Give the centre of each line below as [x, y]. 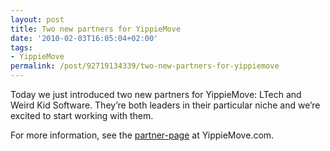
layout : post [37, 19]
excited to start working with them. [82, 115]
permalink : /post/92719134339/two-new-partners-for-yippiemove [145, 66]
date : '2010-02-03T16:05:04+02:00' [84, 38]
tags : [21, 47]
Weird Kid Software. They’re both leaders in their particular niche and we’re [165, 105]
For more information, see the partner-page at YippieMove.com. [142, 135]
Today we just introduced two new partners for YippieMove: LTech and [156, 94]
